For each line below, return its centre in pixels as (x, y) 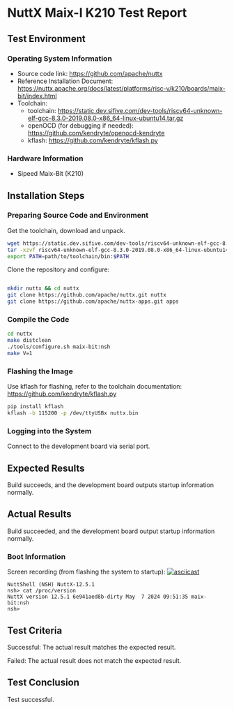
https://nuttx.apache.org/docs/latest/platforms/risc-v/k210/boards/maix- (122, 88)
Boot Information (37, 556)
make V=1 (20, 354)
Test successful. (31, 699)
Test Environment (46, 39)
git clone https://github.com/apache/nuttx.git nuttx (87, 295)
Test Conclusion (44, 683)
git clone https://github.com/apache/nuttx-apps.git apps (93, 301)
